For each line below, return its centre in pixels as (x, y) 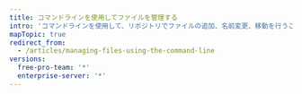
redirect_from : (38, 43)
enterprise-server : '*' (62, 76)
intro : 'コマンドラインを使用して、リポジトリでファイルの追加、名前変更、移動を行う (149, 26)
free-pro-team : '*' (54, 68)
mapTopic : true (38, 34)
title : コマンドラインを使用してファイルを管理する (93, 17)
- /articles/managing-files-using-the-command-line (116, 51)
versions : (28, 59)
